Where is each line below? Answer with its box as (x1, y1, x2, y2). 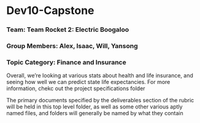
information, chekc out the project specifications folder (6, 85, 145, 92)
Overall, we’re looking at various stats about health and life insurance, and (6, 72, 193, 79)
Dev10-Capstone (6, 4, 94, 18)
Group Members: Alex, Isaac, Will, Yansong (6, 42, 138, 51)
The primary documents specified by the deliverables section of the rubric (6, 97, 194, 104)
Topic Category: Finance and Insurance (6, 58, 127, 66)
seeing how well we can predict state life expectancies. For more (6, 79, 171, 86)
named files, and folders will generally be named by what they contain (6, 110, 183, 117)
